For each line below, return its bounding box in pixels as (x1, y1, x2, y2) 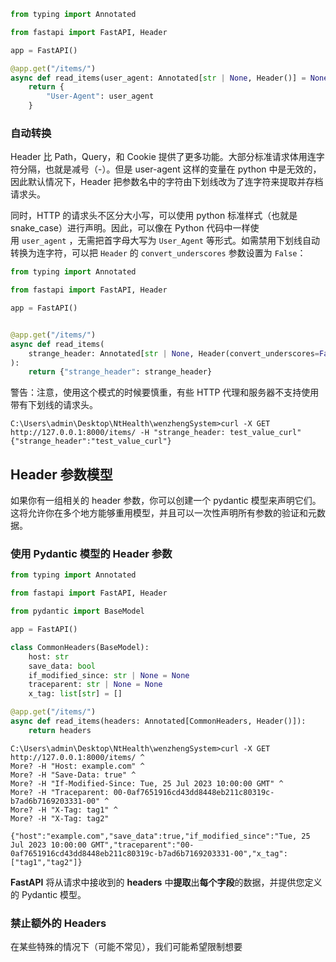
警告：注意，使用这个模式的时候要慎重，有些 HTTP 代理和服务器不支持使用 (10, 386, 320, 399)
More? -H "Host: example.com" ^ (10, 761, 145, 771)
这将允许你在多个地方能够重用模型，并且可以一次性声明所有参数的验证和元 (10, 507, 317, 519)
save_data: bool (28, 661, 97, 671)
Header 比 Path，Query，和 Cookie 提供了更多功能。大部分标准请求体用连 (10, 151, 317, 163)
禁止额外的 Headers (10, 916, 107, 930)
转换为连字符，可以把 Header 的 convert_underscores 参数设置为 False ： (10, 247, 307, 259)
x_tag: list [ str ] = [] (28, 689, 123, 699)
